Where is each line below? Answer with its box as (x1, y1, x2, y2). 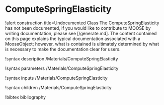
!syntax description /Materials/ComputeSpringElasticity (5, 55, 118, 61)
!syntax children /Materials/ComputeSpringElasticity (5, 84, 112, 90)
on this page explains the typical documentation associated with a (5, 36, 141, 42)
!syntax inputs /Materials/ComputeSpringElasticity (5, 75, 108, 81)
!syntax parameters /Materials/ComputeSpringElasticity (5, 65, 119, 71)
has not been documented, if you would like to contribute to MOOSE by (5, 25, 151, 31)
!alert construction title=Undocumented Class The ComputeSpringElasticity (5, 20, 160, 26)
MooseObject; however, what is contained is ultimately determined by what (5, 41, 159, 47)
